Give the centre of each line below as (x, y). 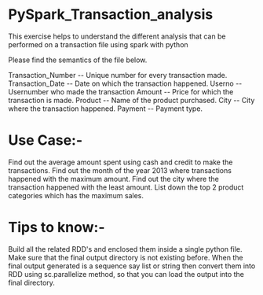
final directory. (31, 282)
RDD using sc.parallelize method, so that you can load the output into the (126, 274)
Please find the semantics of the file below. (78, 60)
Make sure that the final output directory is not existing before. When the (126, 257)
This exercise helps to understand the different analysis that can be (117, 36)
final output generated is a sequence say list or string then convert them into (132, 266)
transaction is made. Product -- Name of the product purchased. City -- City (131, 100)
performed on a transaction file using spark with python (98, 44)
